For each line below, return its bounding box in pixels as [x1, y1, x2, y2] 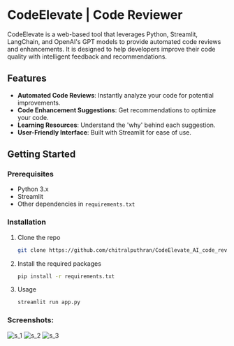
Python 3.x [17, 185, 49, 193]
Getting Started [7, 149, 76, 160]
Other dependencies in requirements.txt [17, 200, 136, 209]
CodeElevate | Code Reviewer [7, 7, 183, 23]
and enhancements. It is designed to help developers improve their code [7, 45, 216, 53]
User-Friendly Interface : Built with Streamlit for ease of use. [17, 128, 192, 136]
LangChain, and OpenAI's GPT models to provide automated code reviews [7, 37, 221, 45]
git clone [17, 246, 47, 254]
